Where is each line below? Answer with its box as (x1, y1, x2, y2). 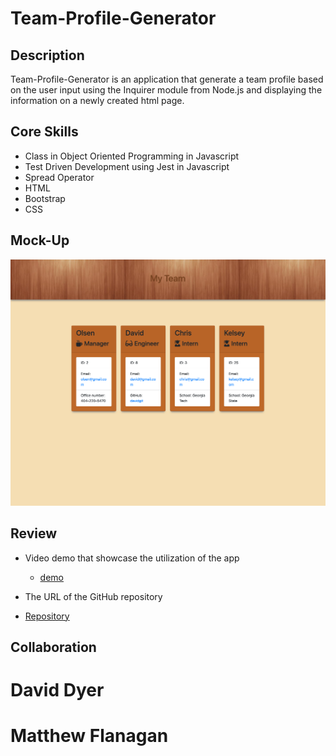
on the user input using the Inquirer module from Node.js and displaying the (10, 84, 323, 96)
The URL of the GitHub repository (24, 590, 163, 602)
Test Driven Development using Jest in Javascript (24, 160, 230, 172)
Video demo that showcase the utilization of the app (24, 552, 240, 564)
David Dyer (10, 679, 105, 702)
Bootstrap (24, 192, 66, 204)
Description (10, 47, 85, 64)
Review (10, 525, 58, 542)
